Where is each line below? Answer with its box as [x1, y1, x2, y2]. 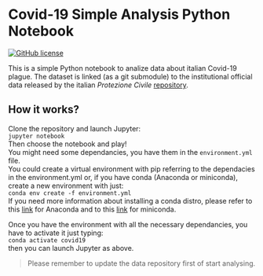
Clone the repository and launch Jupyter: [8, 123, 141, 133]
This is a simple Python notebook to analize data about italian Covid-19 [8, 63, 237, 72]
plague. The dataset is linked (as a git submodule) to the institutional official [8, 72, 253, 81]
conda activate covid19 [8, 236, 86, 245]
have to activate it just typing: [8, 228, 104, 237]
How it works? [8, 103, 80, 116]
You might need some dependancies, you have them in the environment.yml [8, 147, 253, 156]
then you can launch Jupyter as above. [8, 243, 134, 252]
